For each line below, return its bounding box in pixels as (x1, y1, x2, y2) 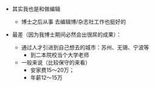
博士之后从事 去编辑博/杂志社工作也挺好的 (21, 18, 126, 25)
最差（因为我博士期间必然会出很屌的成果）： (12, 31, 122, 38)
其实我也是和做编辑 (12, 5, 61, 12)
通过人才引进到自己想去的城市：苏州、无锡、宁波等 (21, 44, 150, 51)
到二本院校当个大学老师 (30, 51, 89, 59)
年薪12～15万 (30, 74, 63, 81)
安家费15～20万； (30, 66, 75, 74)
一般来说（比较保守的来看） (21, 59, 91, 66)
